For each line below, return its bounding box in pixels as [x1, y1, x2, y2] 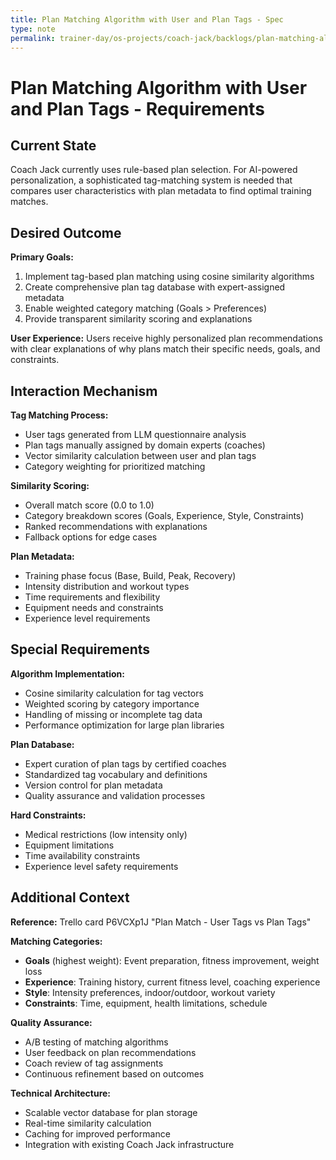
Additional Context [10, 889, 130, 906]
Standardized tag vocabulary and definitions [24, 768, 208, 780]
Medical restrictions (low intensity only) [24, 828, 188, 840]
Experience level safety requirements [24, 860, 179, 872]
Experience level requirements [24, 612, 151, 624]
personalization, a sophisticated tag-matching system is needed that [10, 174, 293, 186]
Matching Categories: [10, 935, 103, 947]
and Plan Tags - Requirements [10, 97, 265, 120]
